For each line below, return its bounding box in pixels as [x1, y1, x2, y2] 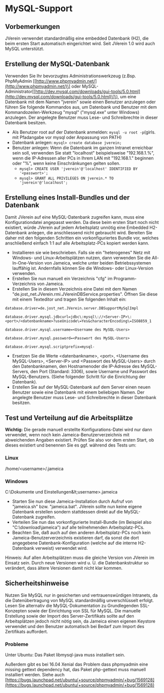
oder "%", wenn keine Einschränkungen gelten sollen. [12, 160, 121, 166]
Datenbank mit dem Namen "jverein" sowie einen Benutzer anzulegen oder [5, 99, 156, 105]
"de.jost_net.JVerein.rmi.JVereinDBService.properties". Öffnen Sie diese [12, 291, 158, 297]
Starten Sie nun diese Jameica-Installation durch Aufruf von [12, 498, 133, 504]
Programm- [113, 275, 137, 281]
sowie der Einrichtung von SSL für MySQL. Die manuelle [27, 607, 141, 614]
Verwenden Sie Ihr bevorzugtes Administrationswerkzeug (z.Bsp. [5, 73, 136, 79]
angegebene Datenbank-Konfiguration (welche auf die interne [12, 540, 138, 546]
